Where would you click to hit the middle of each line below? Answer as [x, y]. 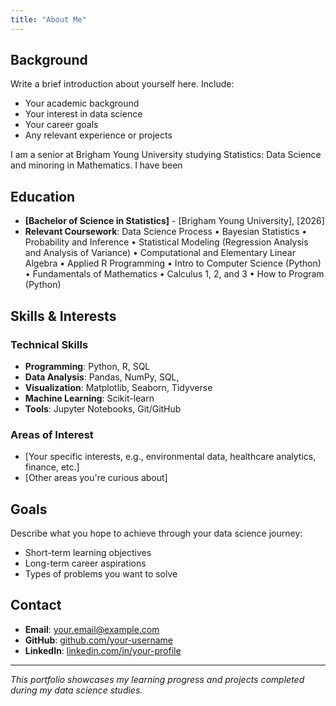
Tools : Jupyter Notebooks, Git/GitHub [103, 408]
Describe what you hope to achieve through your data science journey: [156, 533]
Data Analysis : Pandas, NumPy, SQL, [102, 377]
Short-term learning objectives [88, 553]
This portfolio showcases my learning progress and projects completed [157, 679]
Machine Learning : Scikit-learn [89, 398]
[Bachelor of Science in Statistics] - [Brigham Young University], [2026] [174, 221]
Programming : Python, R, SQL [87, 366]
